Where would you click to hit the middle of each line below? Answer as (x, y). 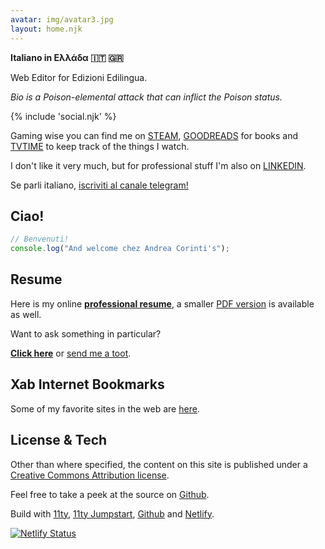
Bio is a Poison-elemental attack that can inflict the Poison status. (146, 97)
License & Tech (59, 440)
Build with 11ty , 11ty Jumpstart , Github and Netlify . (112, 513)
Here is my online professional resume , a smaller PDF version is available (162, 303)
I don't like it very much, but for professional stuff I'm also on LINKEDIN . (158, 165)
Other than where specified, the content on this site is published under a (159, 464)
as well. (26, 314)
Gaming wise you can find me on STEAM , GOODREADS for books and (154, 135)
